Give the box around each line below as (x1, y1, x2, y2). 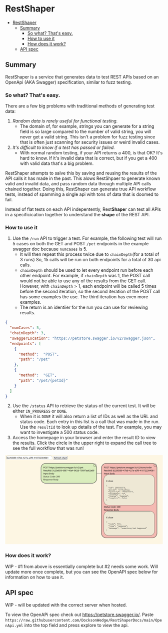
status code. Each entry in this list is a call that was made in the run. (19, 419, 160, 425)
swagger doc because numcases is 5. (12, 246, 87, 252)
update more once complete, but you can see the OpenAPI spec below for (5, 569, 158, 575)
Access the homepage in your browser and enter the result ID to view (12, 435, 156, 441)
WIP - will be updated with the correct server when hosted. (5, 602, 127, 608)
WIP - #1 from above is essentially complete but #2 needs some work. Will (5, 563, 158, 570)
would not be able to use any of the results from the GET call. (19, 278, 146, 284)
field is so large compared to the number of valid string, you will (19, 128, 151, 135)
